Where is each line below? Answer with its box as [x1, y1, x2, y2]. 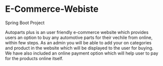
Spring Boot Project [5, 20, 45, 26]
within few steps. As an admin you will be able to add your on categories [5, 39, 152, 45]
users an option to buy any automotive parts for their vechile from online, [5, 34, 153, 40]
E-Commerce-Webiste [5, 3, 99, 15]
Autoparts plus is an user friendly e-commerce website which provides [5, 29, 149, 35]
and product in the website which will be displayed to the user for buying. [5, 45, 154, 51]
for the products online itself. [5, 55, 63, 61]
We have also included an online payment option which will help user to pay [5, 50, 159, 56]
